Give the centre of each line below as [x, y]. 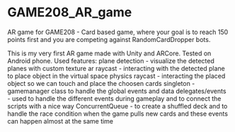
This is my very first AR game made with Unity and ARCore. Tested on [109, 53]
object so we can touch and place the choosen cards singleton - [101, 83]
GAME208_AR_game [70, 12]
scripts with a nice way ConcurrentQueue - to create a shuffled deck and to [117, 106]
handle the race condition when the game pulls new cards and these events [118, 114]
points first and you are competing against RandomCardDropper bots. [109, 39]
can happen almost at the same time [61, 121]
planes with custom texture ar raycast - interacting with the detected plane [116, 68]
